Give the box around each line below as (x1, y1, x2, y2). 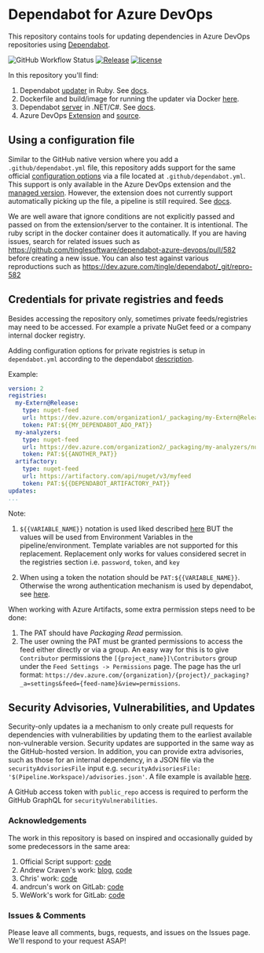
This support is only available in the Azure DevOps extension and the (8, 179, 232, 189)
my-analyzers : (15, 428, 61, 436)
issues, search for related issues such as (8, 236, 140, 246)
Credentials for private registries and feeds (8, 293, 224, 306)
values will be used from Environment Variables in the (19, 532, 194, 541)
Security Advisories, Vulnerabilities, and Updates (8, 700, 255, 714)
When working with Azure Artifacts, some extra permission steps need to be (8, 604, 255, 614)
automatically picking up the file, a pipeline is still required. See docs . (8, 196, 232, 205)
